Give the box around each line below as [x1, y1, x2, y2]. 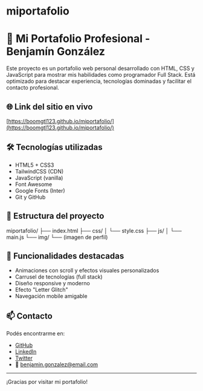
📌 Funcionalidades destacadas [6, 251, 124, 261]
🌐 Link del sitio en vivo [6, 102, 93, 112]
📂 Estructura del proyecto [6, 211, 105, 221]
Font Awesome [14, 180, 53, 188]
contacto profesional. [6, 84, 59, 91]
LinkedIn [14, 348, 37, 355]
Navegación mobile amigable [14, 292, 88, 300]
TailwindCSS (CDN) [14, 167, 64, 175]
